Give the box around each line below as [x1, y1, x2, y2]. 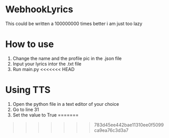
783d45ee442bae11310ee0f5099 [94, 122, 164, 128]
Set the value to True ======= [12, 111, 79, 118]
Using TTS [5, 84, 51, 96]
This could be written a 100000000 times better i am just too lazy [5, 20, 142, 27]
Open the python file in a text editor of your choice [12, 101, 119, 107]
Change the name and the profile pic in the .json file [12, 55, 122, 61]
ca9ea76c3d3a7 [94, 127, 129, 133]
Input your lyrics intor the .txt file [12, 60, 82, 67]
